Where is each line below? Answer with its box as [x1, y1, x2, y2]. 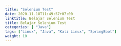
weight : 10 [5, 34, 27, 39]
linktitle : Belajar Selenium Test [5, 16, 76, 21]
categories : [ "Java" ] [5, 25, 51, 30]
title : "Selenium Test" [5, 7, 54, 12]
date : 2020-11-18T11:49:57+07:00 [5, 11, 73, 16]
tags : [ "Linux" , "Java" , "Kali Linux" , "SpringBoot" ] [5, 29, 117, 34]
